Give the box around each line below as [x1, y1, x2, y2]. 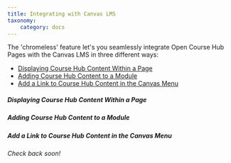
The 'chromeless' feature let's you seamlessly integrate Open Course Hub [7, 43, 225, 52]
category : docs [20, 23, 65, 30]
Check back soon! [7, 150, 61, 158]
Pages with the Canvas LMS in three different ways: [7, 50, 159, 59]
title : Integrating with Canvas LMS [7, 10, 116, 18]
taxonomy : [7, 17, 37, 24]
